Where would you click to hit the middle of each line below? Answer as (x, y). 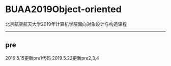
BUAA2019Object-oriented (64, 9)
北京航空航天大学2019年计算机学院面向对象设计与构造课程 (66, 24)
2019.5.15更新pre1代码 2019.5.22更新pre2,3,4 (52, 58)
